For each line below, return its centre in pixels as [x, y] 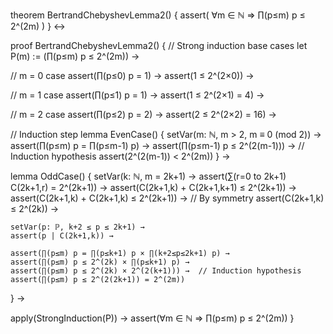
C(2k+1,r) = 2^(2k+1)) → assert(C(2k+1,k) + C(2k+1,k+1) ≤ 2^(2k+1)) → [153, 187]
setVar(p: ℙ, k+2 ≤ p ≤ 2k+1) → [77, 227]
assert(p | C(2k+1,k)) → [62, 236]
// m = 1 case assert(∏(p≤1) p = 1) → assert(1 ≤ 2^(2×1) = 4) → [137, 95]
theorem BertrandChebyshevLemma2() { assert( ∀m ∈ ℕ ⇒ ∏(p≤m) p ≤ [158, 15]
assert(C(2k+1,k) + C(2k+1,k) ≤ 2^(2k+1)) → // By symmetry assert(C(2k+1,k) [167, 198]
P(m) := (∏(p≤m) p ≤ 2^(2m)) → [75, 56]
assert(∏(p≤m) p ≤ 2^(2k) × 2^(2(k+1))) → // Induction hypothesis [156, 271]
